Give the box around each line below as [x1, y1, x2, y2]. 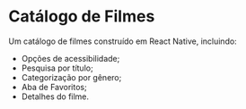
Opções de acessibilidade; [21, 53, 120, 63]
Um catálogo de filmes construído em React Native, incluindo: [8, 36, 237, 46]
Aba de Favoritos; [21, 81, 87, 92]
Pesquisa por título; [21, 63, 93, 73]
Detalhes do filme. [21, 91, 90, 102]
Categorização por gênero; [21, 71, 122, 82]
